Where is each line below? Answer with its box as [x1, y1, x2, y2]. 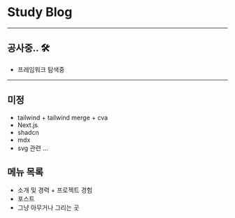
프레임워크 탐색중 [17, 65, 65, 73]
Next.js [17, 120, 38, 129]
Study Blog [7, 4, 73, 20]
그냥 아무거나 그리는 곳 [17, 203, 80, 212]
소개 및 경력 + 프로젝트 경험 [17, 186, 93, 194]
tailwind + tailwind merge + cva [17, 113, 108, 122]
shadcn [17, 128, 40, 136]
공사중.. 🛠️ [7, 43, 50, 54]
